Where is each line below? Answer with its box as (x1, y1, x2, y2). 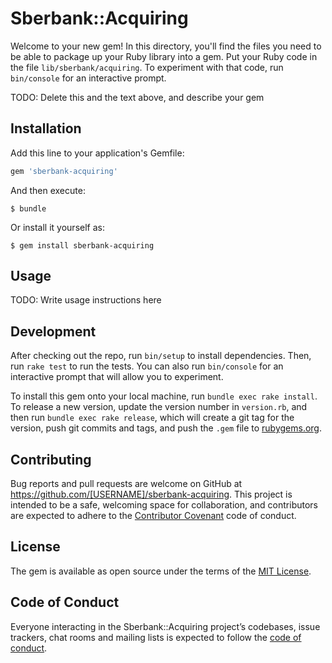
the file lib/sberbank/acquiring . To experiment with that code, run (10, 61, 284, 73)
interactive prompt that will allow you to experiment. (10, 371, 224, 383)
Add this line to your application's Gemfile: (10, 147, 185, 159)
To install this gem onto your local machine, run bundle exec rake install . (10, 390, 318, 402)
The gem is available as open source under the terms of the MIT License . (10, 565, 312, 577)
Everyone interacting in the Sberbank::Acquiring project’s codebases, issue (10, 620, 321, 632)
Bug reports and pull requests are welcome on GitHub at (10, 478, 243, 490)
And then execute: (10, 184, 86, 196)
